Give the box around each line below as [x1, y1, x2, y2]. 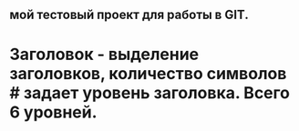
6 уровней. [9, 102, 98, 122]
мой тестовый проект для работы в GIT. [9, 7, 249, 23]
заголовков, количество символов [9, 63, 287, 84]
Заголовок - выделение [9, 44, 200, 65]
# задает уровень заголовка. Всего [9, 82, 290, 103]
